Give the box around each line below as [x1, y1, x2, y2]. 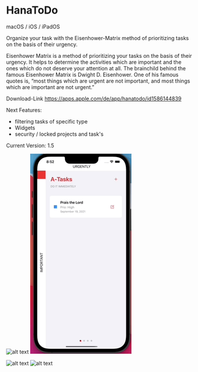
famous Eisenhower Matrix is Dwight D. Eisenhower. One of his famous [6, 71, 179, 78]
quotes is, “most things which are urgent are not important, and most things [6, 77, 190, 84]
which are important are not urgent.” [6, 83, 95, 90]
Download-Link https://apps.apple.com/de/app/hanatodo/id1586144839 [6, 95, 182, 102]
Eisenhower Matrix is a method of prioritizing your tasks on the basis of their [6, 52, 192, 59]
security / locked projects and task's [14, 130, 104, 138]
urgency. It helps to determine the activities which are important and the [6, 58, 182, 66]
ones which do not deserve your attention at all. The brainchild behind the [6, 64, 186, 71]
